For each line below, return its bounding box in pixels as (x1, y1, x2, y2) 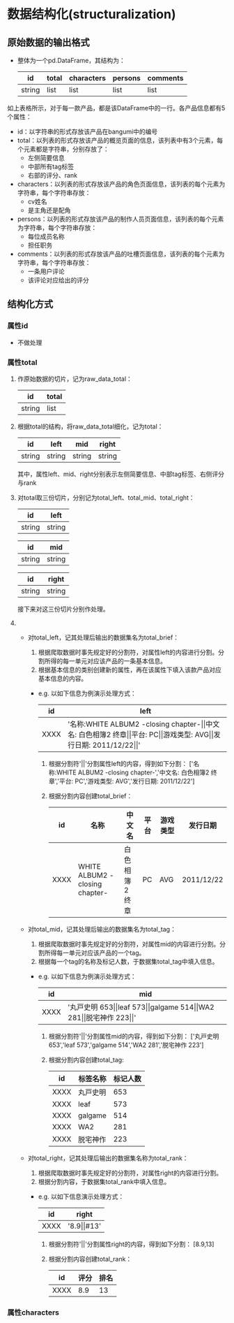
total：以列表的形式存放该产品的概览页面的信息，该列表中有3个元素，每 (17, 136, 224, 144)
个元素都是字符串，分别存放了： (17, 145, 109, 153)
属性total (7, 357, 38, 367)
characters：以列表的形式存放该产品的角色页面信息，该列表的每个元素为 (17, 180, 226, 188)
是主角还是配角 (27, 206, 71, 214)
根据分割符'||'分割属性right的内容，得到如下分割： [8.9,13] (48, 1240, 214, 1248)
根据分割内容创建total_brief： (48, 791, 133, 800)
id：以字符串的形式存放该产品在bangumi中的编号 (17, 127, 158, 136)
